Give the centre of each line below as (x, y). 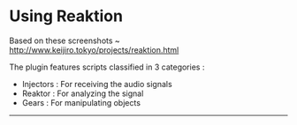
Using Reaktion (66, 16)
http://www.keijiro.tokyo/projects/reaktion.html (94, 49)
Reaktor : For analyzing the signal (83, 93)
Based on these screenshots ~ (65, 40)
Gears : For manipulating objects (81, 102)
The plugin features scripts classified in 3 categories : (107, 67)
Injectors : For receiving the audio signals (97, 84)
